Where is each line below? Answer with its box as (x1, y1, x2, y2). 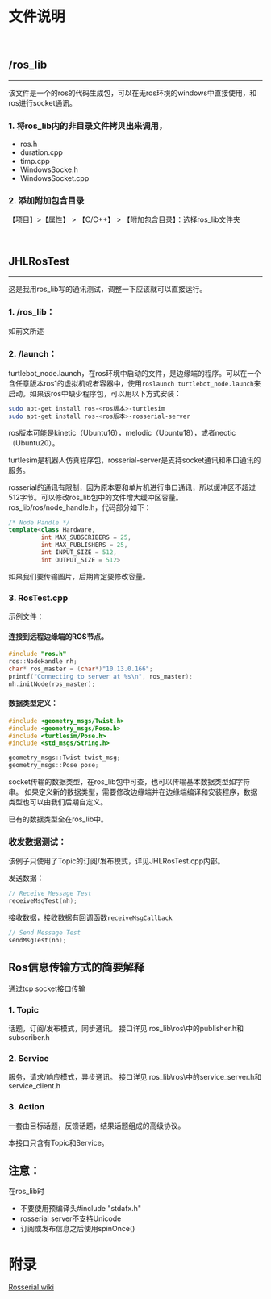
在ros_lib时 (8, 1187, 45, 1197)
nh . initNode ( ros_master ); (8, 679, 95, 688)
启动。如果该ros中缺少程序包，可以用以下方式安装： (8, 388, 181, 398)
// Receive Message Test (8, 889, 92, 898)
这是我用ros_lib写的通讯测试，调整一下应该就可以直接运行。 (8, 284, 207, 294)
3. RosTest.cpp (8, 592, 69, 604)
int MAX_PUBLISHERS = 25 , (40, 541, 128, 549)
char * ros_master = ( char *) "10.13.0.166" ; (8, 665, 153, 673)
